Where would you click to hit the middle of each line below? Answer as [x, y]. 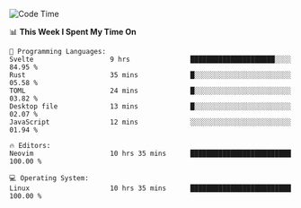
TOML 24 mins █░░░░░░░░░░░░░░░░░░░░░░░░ [150, 91]
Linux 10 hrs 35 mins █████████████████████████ [150, 188]
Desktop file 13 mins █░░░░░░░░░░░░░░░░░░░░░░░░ [150, 107]
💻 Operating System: [49, 178]
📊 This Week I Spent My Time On [73, 32]
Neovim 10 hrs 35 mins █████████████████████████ [150, 153]
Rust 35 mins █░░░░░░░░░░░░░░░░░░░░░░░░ [150, 75]
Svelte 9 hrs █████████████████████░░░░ [150, 59]
